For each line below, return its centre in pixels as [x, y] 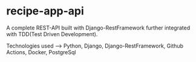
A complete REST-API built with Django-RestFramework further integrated [98, 28]
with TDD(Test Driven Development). [52, 34]
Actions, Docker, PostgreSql [41, 52]
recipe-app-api [45, 11]
